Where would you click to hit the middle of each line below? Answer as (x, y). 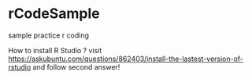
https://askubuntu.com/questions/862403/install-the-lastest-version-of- (126, 59)
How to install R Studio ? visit (55, 50)
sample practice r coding (48, 35)
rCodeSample (54, 14)
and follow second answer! (76, 66)
